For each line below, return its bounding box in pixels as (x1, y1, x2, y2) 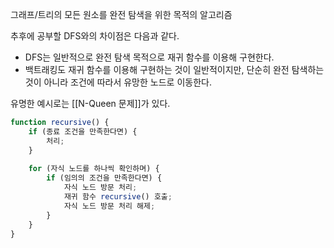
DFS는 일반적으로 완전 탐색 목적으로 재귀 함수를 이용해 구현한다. (24, 51, 275, 63)
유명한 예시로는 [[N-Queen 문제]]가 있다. (10, 98, 171, 109)
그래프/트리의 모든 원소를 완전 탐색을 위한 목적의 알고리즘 (10, 9, 233, 20)
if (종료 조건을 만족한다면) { (28, 126, 138, 137)
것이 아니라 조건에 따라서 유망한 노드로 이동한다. (24, 76, 212, 88)
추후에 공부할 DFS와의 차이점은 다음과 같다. (10, 30, 180, 42)
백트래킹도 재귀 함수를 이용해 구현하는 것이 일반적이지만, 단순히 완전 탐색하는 (24, 64, 325, 75)
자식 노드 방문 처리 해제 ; (63, 201, 156, 211)
